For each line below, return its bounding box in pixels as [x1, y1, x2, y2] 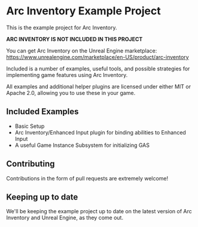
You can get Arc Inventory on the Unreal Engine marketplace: [6, 47, 157, 54]
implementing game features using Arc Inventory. [6, 71, 128, 78]
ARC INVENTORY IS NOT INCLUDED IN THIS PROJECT [6, 35, 143, 42]
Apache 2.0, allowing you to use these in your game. [6, 89, 136, 96]
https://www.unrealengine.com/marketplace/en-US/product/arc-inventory [6, 53, 190, 60]
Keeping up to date [6, 192, 78, 202]
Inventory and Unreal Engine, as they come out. [6, 214, 124, 222]
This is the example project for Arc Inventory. [6, 24, 117, 31]
